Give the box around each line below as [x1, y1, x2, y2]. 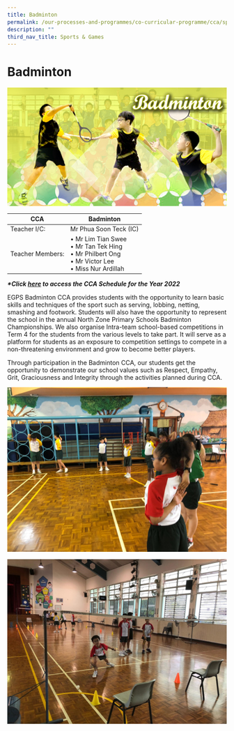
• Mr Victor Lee [70, 256, 115, 265]
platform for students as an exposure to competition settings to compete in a [7, 338, 228, 346]
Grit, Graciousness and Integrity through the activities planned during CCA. [7, 374, 223, 382]
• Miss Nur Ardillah [70, 264, 125, 272]
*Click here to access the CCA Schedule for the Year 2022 [7, 279, 180, 288]
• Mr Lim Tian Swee [70, 234, 127, 243]
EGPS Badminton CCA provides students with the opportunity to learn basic [7, 293, 224, 302]
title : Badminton [7, 11, 58, 18]
